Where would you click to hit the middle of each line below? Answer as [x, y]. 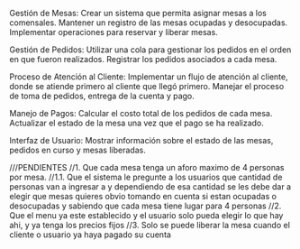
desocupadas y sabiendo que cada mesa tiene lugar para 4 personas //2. [145, 206]
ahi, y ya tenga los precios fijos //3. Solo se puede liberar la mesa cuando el [150, 225]
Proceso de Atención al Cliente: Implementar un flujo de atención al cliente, [149, 77]
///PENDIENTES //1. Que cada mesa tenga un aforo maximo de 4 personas [147, 167]
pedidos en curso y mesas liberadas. [77, 150]
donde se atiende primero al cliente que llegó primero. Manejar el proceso [147, 86]
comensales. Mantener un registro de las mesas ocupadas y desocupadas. [149, 23]
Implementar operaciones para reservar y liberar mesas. [114, 32]
